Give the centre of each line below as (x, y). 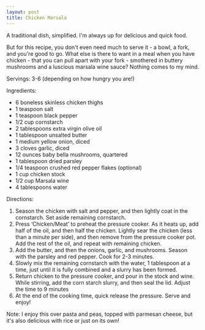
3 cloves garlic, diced (42, 148)
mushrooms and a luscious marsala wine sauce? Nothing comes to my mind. (103, 67)
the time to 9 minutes (42, 289)
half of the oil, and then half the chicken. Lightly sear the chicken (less (104, 230)
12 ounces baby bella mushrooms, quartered (71, 155)
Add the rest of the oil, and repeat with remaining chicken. (88, 244)
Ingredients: (21, 90)
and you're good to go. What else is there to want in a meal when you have (101, 53)
